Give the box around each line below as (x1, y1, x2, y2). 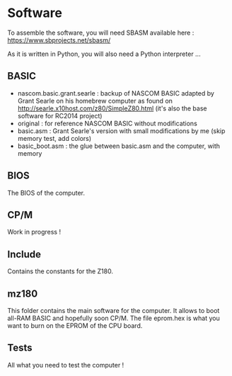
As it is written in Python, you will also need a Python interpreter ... (7, 50, 201, 58)
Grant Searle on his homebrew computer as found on (17, 96, 173, 105)
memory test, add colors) (17, 134, 92, 142)
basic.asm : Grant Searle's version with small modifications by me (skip (17, 126, 226, 135)
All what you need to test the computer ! (7, 360, 124, 369)
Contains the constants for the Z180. (7, 267, 113, 275)
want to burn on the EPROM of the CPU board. (7, 321, 143, 330)
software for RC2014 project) (17, 111, 103, 120)
